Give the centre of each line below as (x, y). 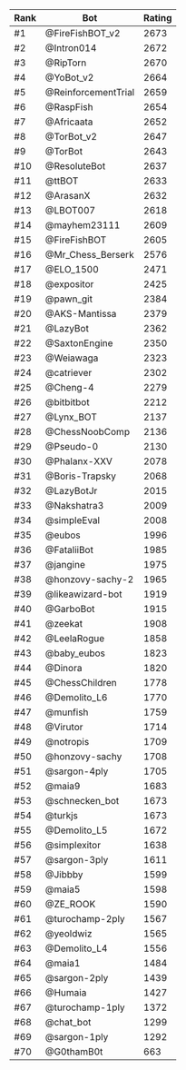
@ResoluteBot (75, 166)
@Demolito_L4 (76, 948)
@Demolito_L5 (76, 830)
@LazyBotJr (71, 491)
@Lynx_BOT (71, 417)
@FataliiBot (69, 550)
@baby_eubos (75, 653)
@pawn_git (69, 299)
